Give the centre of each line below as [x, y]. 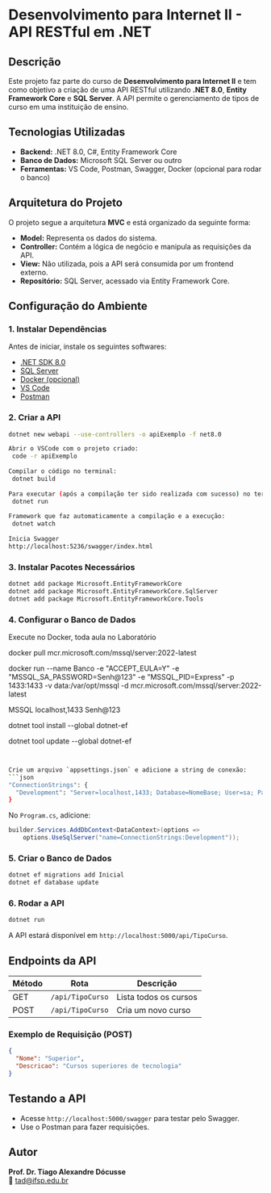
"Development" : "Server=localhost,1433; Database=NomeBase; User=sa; [135, 793]
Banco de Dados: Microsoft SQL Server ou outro [101, 160]
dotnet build [34, 479]
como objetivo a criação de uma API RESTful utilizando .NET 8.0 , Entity [128, 90]
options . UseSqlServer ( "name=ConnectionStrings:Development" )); [131, 838]
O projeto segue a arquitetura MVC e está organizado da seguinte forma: [130, 222]
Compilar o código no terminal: [63, 471]
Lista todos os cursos [157, 997]
